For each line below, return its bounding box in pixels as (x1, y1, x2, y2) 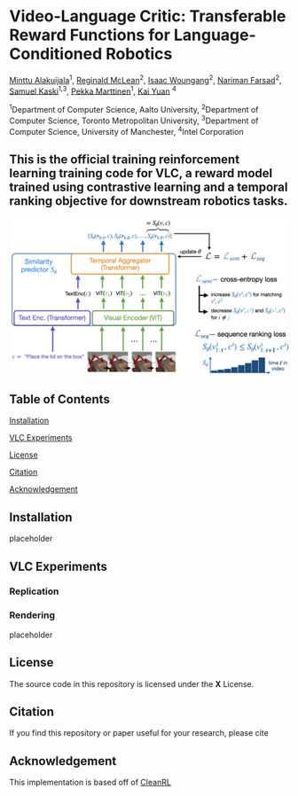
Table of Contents (9, 392, 111, 407)
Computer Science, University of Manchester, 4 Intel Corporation (9, 124, 244, 137)
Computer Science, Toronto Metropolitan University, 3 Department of (9, 113, 259, 126)
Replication (9, 585, 59, 597)
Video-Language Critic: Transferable (9, 6, 286, 27)
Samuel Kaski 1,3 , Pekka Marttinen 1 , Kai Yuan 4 (9, 84, 177, 97)
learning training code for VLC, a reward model (9, 166, 273, 181)
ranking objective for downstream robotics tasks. (9, 193, 288, 208)
